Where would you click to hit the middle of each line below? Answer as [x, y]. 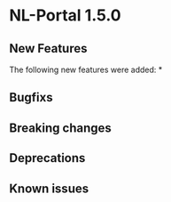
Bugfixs [31, 97]
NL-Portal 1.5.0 [65, 16]
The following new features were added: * [86, 69]
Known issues [49, 188]
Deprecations [47, 158]
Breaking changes [61, 128]
